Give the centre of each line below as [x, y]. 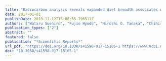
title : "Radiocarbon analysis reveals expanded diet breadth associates [82, 10]
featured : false [22, 37]
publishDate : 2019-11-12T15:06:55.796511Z [49, 19]
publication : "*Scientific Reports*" [44, 42]
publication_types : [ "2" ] [32, 28]
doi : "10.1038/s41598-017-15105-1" [42, 51]
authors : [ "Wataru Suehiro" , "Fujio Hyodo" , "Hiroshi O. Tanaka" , [75, 23]
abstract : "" [19, 32]
